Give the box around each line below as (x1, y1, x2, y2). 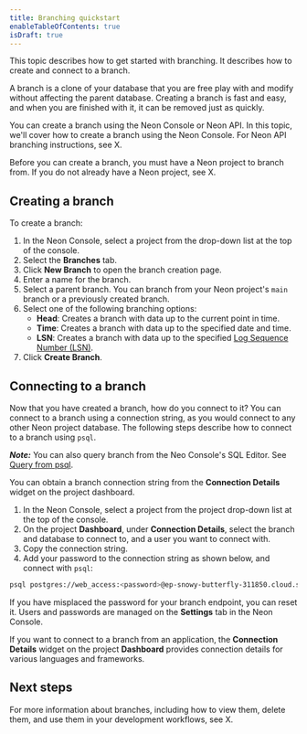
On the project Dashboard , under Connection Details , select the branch (22, 524, 295, 535)
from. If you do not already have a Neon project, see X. (9, 166, 217, 178)
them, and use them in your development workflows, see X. (9, 714, 234, 725)
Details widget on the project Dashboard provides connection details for (9, 644, 283, 654)
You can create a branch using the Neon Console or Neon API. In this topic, (9, 120, 292, 131)
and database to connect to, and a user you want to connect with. (22, 534, 271, 544)
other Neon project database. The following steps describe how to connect (9, 422, 292, 432)
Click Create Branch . (22, 352, 103, 363)
